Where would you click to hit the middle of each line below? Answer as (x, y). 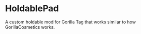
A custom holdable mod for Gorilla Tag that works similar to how (70, 22)
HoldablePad (32, 8)
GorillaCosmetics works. (30, 27)
